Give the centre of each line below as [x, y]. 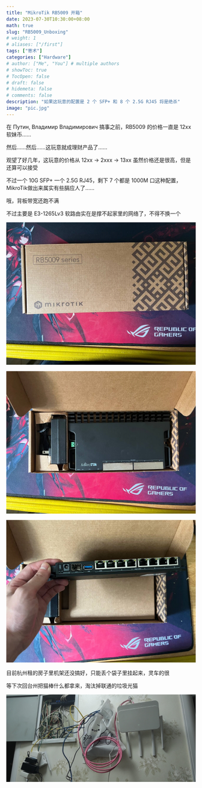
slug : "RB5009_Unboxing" [37, 32]
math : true [20, 25]
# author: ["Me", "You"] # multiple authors [63, 63]
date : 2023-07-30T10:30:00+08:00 [48, 19]
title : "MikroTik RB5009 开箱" [44, 13]
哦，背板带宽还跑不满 [32, 200]
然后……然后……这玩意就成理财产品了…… [57, 147]
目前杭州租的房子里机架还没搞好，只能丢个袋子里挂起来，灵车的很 [88, 673]
